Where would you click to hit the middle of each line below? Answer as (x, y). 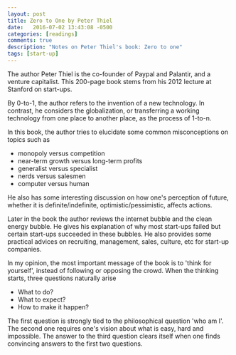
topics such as (29, 139)
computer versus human (54, 183)
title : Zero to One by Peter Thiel (60, 21)
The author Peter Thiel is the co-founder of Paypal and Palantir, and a (109, 74)
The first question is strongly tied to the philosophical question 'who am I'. (116, 321)
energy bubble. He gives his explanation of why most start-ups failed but (114, 226)
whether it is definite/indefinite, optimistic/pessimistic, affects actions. (110, 205)
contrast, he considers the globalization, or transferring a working (104, 110)
